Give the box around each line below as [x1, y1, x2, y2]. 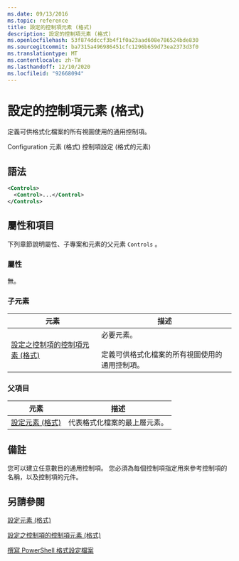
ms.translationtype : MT [7, 50, 78, 58]
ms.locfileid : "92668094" [7, 70, 84, 77]
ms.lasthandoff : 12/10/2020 [7, 63, 91, 70]
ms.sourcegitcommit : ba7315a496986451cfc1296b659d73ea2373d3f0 [7, 43, 199, 50]
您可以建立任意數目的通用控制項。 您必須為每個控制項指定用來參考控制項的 [7, 464, 228, 473]
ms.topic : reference [7, 17, 69, 24]
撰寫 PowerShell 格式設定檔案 [7, 546, 94, 555]
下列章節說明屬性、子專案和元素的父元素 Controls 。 [7, 240, 161, 248]
